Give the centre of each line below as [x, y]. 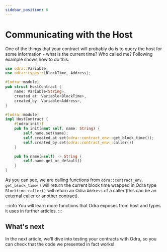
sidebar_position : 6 [27, 10]
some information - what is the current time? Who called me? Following [79, 54]
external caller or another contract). [42, 196]
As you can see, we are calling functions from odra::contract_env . [74, 180]
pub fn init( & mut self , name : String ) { [57, 129]
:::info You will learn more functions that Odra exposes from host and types [83, 206]
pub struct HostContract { [33, 87]
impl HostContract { [27, 119]
